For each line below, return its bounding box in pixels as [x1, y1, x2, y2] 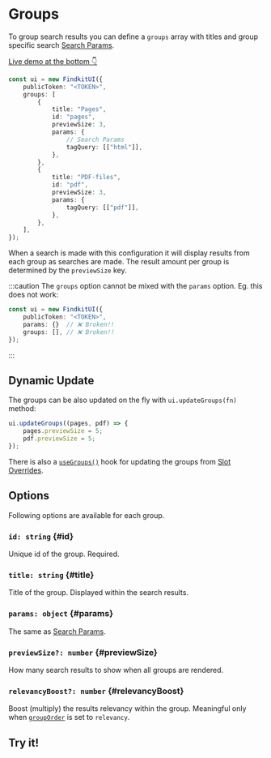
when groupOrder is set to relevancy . [8, 713, 130, 722]
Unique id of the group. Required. [8, 549, 120, 559]
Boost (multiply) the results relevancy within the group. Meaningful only [8, 704, 247, 713]
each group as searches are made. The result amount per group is [8, 257, 230, 267]
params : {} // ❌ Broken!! [23, 320, 115, 328]
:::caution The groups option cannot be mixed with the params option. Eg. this [8, 281, 263, 291]
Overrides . [8, 465, 44, 475]
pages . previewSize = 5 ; [23, 427, 104, 435]
